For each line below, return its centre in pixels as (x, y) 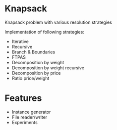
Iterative (20, 41)
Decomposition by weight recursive (48, 68)
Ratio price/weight (30, 78)
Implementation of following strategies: (45, 32)
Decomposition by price (36, 73)
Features (23, 98)
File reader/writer (29, 117)
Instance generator (31, 112)
